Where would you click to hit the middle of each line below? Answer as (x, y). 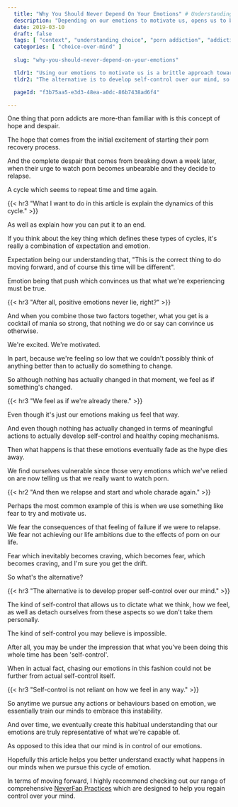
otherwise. (23, 331)
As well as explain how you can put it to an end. (77, 225)
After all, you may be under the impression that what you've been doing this (118, 647)
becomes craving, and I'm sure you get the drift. (78, 563)
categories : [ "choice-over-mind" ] (68, 47)
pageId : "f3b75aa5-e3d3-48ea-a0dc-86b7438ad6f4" (87, 92)
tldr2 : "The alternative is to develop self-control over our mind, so (122, 79)
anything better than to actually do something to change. (90, 366)
